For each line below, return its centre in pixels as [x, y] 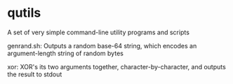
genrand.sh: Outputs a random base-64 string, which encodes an [102, 45]
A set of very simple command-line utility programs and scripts [98, 32]
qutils [24, 13]
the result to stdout [35, 74]
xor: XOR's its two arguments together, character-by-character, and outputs [116, 66]
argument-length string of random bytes [66, 53]
